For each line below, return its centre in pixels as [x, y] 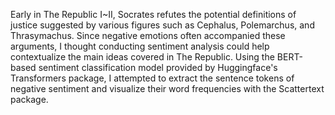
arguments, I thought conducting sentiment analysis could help [140, 46]
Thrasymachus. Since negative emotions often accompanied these [148, 35]
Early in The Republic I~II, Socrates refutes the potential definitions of [153, 14]
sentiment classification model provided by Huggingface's [158, 67]
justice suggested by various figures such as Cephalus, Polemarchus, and [162, 25]
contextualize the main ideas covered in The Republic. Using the [142, 57]
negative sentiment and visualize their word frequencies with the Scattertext [167, 88]
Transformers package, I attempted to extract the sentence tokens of [152, 78]
